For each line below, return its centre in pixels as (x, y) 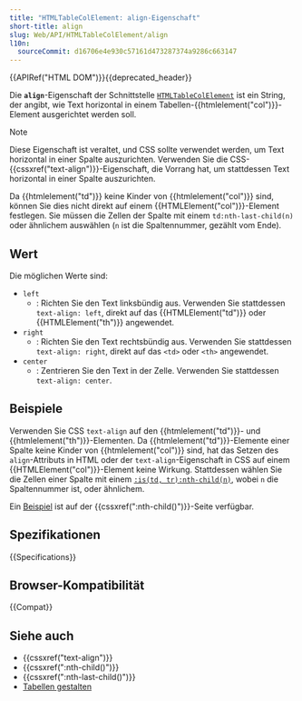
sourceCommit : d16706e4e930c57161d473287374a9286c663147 (127, 52)
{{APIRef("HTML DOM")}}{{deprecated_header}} (101, 77)
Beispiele (36, 409)
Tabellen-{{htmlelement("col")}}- (220, 105)
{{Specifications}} (43, 556)
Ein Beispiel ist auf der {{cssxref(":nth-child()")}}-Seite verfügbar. (132, 506)
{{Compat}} (31, 607)
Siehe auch (42, 636)
